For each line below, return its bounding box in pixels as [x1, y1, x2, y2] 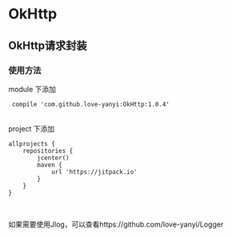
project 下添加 [8, 123, 55, 133]
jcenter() [37, 154, 70, 162]
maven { [37, 161, 62, 169]
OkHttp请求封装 [8, 38, 87, 52]
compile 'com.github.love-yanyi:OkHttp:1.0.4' [11, 100, 170, 108]
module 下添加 [8, 84, 56, 94]
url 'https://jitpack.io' [50, 167, 138, 176]
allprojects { [8, 139, 56, 148]
